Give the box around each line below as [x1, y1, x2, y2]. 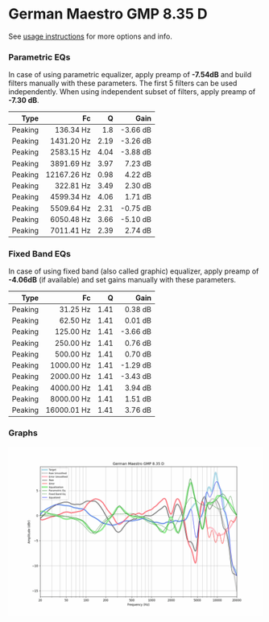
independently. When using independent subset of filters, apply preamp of [8, 87, 256, 97]
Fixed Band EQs [8, 248, 71, 259]
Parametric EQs [8, 51, 71, 63]
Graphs [8, 427, 38, 439]
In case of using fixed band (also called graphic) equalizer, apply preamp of [8, 266, 259, 276]
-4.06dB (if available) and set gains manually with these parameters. [8, 275, 236, 285]
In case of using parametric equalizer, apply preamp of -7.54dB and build [8, 70, 252, 80]
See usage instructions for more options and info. [8, 31, 173, 41]
